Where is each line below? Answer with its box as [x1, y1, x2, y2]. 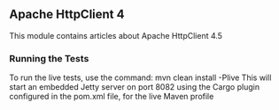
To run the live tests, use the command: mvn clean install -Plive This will [9, 72, 272, 83]
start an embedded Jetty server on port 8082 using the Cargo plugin [9, 82, 260, 92]
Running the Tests [9, 52, 89, 64]
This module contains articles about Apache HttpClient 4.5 [9, 30, 223, 40]
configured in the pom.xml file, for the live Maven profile [9, 92, 214, 102]
